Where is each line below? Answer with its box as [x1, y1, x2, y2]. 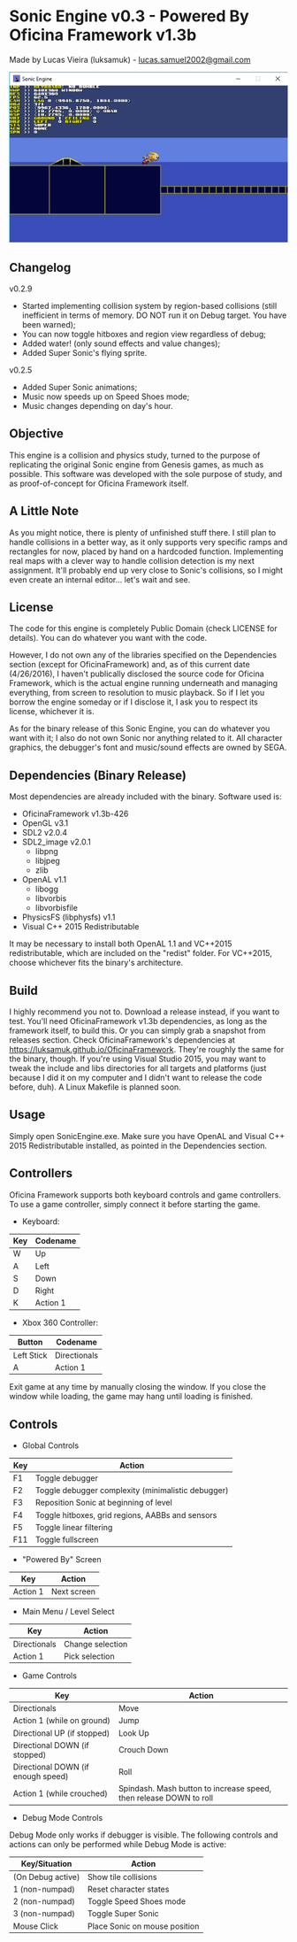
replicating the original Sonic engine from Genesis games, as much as [9, 459, 264, 470]
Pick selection [63, 1651, 115, 1661]
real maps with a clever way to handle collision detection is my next [9, 555, 255, 566]
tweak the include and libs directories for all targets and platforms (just [9, 1063, 267, 1074]
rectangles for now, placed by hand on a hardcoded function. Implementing [9, 546, 284, 557]
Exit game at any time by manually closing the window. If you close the [9, 1382, 267, 1392]
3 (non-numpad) [12, 1908, 75, 1919]
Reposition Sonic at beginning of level [34, 1498, 172, 1508]
